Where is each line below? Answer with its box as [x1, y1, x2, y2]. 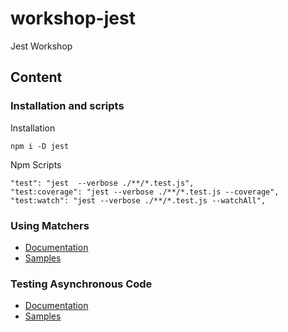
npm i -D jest [10, 141, 70, 151]
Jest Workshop [10, 40, 73, 52]
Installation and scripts [10, 99, 125, 113]
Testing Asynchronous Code [10, 277, 153, 291]
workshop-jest [10, 7, 136, 30]
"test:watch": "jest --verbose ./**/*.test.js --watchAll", [10, 195, 267, 206]
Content [10, 69, 63, 86]
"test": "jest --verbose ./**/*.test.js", [10, 178, 195, 188]
